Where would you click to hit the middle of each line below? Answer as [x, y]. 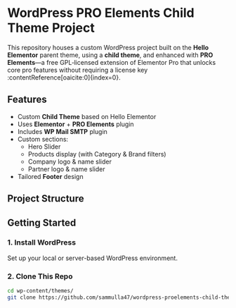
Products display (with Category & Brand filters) [97, 154]
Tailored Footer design [50, 176]
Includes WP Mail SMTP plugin [62, 131]
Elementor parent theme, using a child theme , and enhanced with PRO [110, 55]
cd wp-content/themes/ [40, 291]
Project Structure [46, 199]
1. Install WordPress [41, 242]
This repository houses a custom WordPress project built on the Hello [108, 47]
